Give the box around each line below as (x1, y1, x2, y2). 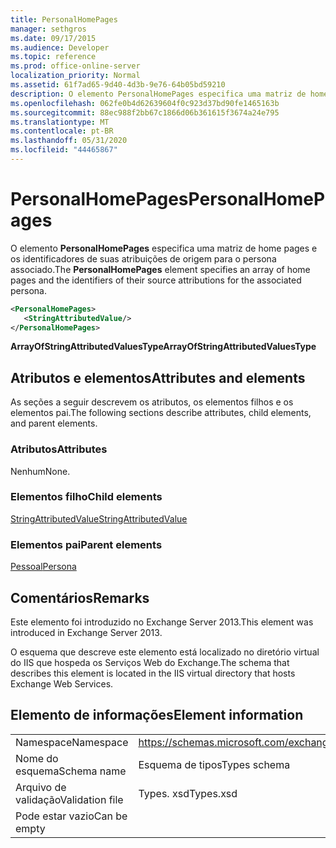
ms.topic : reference (10, 52, 97, 62)
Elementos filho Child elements (10, 490, 163, 504)
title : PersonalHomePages (10, 14, 118, 25)
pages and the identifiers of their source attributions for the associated (10, 274, 302, 286)
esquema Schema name (15, 764, 127, 778)
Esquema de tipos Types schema (138, 757, 291, 771)
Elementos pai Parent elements (10, 537, 163, 551)
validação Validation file (15, 792, 124, 806)
